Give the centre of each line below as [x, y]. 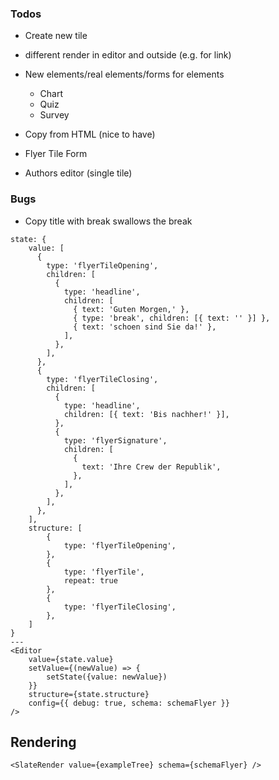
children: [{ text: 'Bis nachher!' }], [146, 414]
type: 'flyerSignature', [115, 440]
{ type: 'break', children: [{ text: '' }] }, [172, 318]
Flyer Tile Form [56, 154]
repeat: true [90, 580]
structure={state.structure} [89, 694]
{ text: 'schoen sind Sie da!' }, [145, 327]
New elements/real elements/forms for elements [124, 74]
